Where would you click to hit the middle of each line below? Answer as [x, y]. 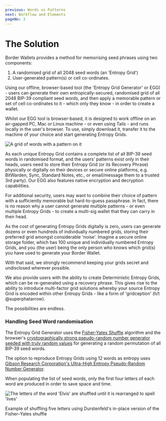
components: [19, 63]
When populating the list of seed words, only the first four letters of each [80, 378]
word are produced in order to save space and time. [59, 383]
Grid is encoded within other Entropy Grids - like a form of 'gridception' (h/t [83, 293]
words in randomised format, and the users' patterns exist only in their [77, 159]
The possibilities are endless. [35, 308]
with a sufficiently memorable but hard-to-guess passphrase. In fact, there [82, 201]
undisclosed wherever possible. [38, 268]
